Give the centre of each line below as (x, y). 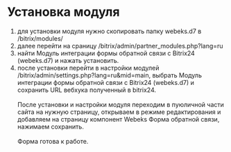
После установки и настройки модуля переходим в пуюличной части (120, 104)
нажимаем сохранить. (51, 126)
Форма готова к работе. (53, 141)
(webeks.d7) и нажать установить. (68, 60)
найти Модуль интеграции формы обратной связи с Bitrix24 (106, 53)
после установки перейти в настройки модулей (88, 68)
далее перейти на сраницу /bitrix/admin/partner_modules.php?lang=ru (120, 46)
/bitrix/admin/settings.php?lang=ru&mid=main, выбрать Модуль (110, 75)
